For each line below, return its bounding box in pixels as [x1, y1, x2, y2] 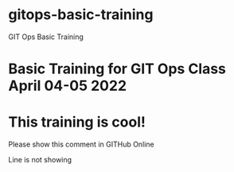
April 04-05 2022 [8, 77, 127, 95]
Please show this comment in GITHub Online [8, 139, 154, 149]
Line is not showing [8, 155, 72, 165]
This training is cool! [8, 113, 146, 131]
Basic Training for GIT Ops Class [8, 60, 227, 78]
